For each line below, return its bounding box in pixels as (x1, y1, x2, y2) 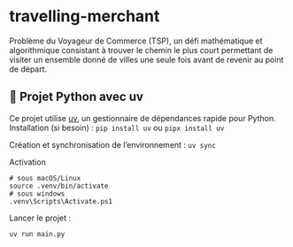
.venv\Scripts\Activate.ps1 (9, 197, 113, 205)
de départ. (9, 64, 48, 74)
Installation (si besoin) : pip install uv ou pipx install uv (9, 122, 225, 133)
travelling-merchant (9, 6, 160, 27)
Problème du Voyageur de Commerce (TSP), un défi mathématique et (9, 35, 263, 46)
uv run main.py (9, 229, 66, 238)
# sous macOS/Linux (9, 174, 81, 182)
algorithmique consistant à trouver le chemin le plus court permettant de (9, 44, 274, 55)
